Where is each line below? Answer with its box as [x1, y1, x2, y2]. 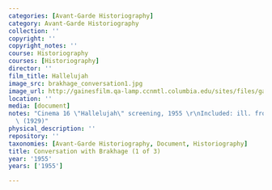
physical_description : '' [8, 125, 96, 133]
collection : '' [8, 27, 60, 35]
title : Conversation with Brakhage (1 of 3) [8, 147, 161, 155]
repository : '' [8, 132, 60, 140]
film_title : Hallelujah [8, 72, 89, 80]
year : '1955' [8, 154, 53, 163]
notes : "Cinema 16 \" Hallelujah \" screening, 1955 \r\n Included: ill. [8, 110, 252, 118]
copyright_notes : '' [8, 42, 79, 50]
